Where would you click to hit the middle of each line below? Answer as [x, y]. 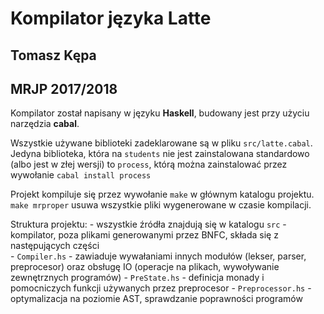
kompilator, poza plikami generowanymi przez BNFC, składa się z [144, 235]
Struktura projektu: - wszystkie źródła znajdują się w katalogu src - [148, 224]
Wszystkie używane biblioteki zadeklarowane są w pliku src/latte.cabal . [161, 143]
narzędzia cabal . [45, 124]
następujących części [55, 246]
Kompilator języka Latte [111, 18]
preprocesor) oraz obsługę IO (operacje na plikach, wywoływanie [145, 267]
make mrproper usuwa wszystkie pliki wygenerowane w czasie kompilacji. [161, 205]
